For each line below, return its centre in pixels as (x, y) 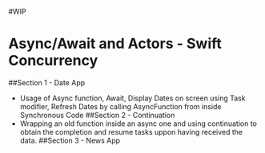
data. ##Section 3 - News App (70, 140)
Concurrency (53, 61)
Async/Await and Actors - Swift (115, 44)
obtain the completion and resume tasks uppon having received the (131, 131)
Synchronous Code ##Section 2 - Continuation (97, 115)
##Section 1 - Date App (47, 82)
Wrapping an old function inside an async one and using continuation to (139, 124)
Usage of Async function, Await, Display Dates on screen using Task (132, 98)
